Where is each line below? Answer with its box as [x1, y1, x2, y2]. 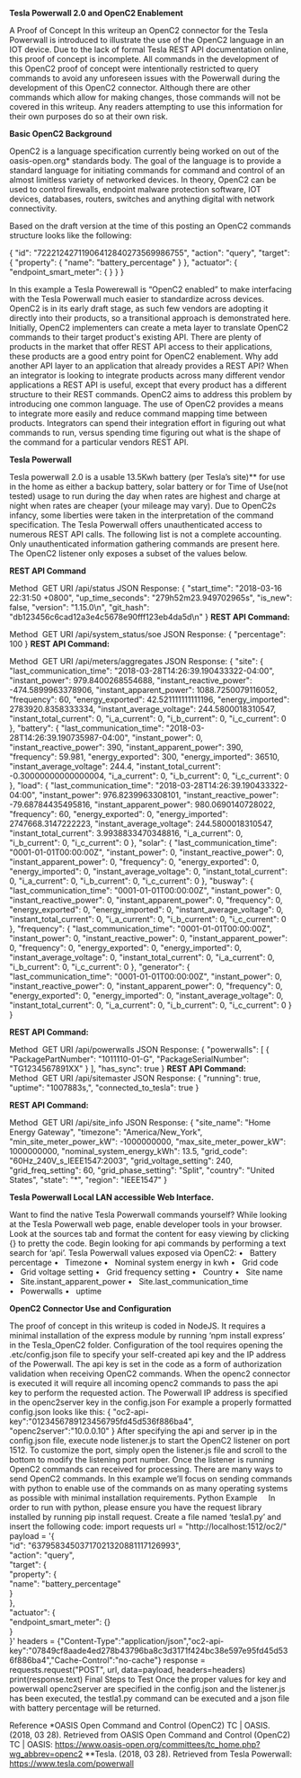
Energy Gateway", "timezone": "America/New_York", [9, 1127, 203, 1137]
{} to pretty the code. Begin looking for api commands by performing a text [9, 1238, 287, 1249]
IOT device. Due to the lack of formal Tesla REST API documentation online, [9, 44, 289, 55]
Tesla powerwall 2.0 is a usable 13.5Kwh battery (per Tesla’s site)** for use [9, 472, 286, 482]
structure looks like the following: [9, 230, 132, 241]
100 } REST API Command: [9, 638, 111, 649]
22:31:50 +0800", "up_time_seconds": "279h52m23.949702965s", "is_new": [9, 592, 293, 603]
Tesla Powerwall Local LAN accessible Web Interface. [9, 1192, 214, 1203]
